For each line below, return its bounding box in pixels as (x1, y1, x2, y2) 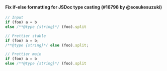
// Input (5, 15, 24, 20)
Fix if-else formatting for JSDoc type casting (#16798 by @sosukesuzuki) (5, 4, 162, 10)
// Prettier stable (5, 33, 46, 38)
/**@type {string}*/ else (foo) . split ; (5, 42, 89, 47)
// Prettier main (5, 51, 42, 57)
